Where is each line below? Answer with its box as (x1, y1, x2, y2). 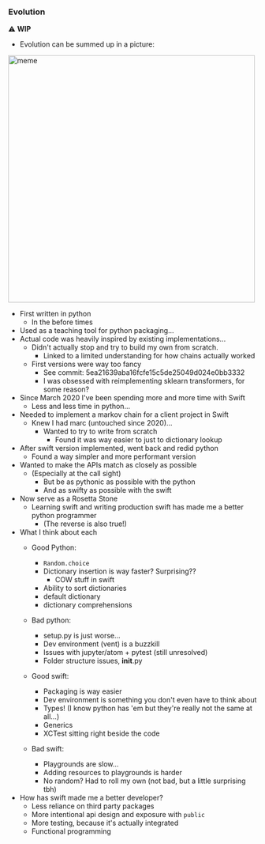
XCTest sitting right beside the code (43, 729, 160, 738)
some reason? (43, 384, 89, 394)
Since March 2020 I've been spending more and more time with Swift (19, 393, 246, 403)
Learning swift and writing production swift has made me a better (31, 502, 244, 512)
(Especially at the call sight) (31, 469, 121, 479)
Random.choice (43, 560, 90, 568)
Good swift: (31, 672, 69, 681)
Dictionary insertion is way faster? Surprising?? (43, 566, 196, 576)
